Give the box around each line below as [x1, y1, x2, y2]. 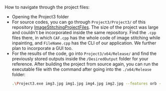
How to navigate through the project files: [4, 4, 90, 10]
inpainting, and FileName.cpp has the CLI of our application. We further [11, 40, 157, 46]
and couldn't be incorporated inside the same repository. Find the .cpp [11, 30, 157, 35]
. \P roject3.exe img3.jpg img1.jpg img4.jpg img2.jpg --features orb [11, 81, 157, 86]
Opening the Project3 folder [11, 14, 69, 19]
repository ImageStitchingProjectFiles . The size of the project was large [11, 24, 159, 30]
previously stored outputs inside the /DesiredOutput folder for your [11, 56, 149, 61]
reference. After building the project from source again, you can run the [11, 61, 159, 67]
